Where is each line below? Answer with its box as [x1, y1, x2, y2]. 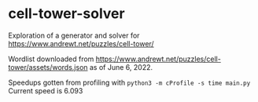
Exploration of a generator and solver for [8, 31, 140, 40]
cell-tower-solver [8, 5, 125, 23]
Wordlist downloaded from [8, 54, 94, 64]
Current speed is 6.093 [8, 86, 83, 95]
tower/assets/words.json [8, 62, 88, 71]
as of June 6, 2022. [89, 62, 153, 71]
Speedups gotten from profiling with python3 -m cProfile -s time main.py [8, 78, 251, 87]
